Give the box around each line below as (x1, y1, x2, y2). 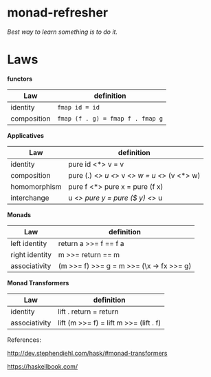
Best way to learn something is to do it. (7, 28, 118, 36)
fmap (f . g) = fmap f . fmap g (57, 114, 164, 122)
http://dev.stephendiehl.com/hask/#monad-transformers (7, 349, 168, 357)
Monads (7, 210, 32, 218)
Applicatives (7, 131, 45, 139)
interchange (10, 193, 49, 203)
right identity (10, 249, 52, 259)
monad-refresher (7, 5, 109, 21)
